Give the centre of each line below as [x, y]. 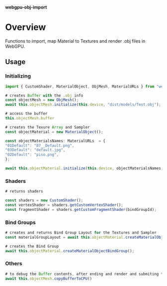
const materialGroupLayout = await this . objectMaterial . [65, 237]
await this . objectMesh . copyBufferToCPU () [49, 279]
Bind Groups [20, 222]
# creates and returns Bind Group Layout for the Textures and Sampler [81, 233]
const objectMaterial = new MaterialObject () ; [54, 132]
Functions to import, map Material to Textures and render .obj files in [75, 41]
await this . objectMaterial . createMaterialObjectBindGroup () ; [70, 251]
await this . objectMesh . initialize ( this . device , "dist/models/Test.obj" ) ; [83, 105]
